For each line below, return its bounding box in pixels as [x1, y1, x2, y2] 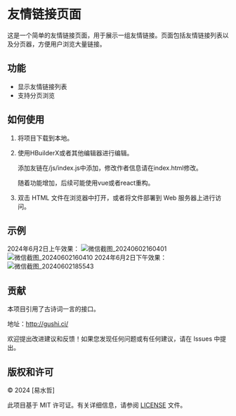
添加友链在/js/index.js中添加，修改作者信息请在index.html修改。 [17, 163, 202, 172]
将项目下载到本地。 [17, 134, 74, 142]
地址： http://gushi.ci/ [7, 320, 69, 328]
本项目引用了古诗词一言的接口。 [7, 305, 100, 313]
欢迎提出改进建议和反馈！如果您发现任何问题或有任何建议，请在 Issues [7, 334, 213, 343]
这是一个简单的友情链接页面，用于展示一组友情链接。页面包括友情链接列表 [7, 31, 223, 39]
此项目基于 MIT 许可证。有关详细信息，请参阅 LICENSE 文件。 [7, 401, 187, 409]
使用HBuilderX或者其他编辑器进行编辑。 [17, 148, 133, 157]
